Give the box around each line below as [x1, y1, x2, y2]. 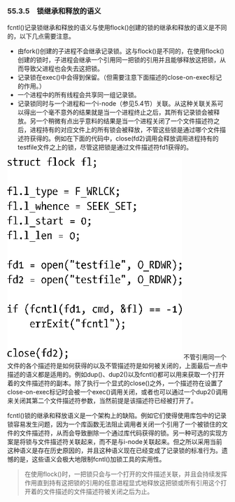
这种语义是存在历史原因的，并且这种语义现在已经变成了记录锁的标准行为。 [7, 446, 222, 455]
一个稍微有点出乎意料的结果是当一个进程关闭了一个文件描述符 [36, 117, 214, 125]
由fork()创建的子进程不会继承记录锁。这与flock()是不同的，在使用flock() [17, 47, 225, 55]
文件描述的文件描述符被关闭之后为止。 [43, 487, 154, 496]
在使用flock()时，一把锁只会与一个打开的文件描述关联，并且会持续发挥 [24, 470, 227, 478]
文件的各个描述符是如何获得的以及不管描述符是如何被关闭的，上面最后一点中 [7, 361, 228, 370]
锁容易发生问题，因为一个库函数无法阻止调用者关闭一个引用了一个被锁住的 [7, 420, 222, 429]
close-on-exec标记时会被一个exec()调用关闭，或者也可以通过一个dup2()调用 [7, 388, 228, 396]
